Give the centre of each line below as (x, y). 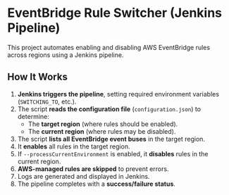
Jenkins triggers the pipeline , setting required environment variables (118, 94)
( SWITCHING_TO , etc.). (47, 101)
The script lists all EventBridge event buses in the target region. (111, 139)
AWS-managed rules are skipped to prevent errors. (93, 169)
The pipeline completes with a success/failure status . (97, 184)
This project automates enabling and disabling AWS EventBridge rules (109, 47)
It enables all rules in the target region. (74, 146)
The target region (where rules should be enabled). (103, 124)
